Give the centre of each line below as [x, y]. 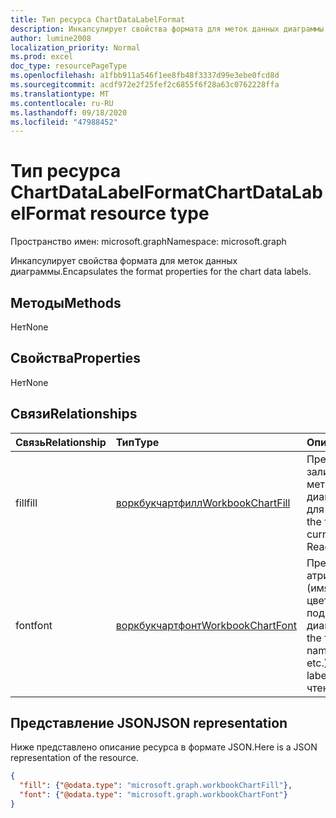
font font [34, 625]
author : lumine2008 [51, 38]
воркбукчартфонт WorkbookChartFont [206, 625]
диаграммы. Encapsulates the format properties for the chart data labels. [161, 272]
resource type [149, 213]
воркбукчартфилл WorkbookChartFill [203, 503]
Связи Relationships [74, 414]
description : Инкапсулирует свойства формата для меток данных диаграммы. [169, 29]
